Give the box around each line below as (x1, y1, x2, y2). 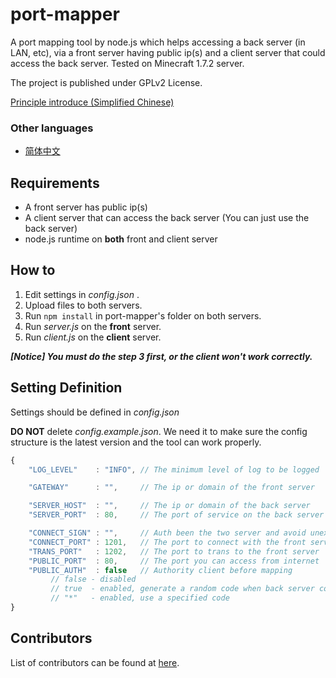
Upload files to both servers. (24, 299, 143, 311)
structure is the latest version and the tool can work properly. (10, 436, 262, 448)
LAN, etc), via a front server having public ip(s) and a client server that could (10, 46, 326, 58)
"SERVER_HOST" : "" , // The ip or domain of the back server (28, 501, 311, 511)
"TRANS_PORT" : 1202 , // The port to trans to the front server (28, 546, 320, 557)
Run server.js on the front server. (24, 320, 162, 332)
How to (10, 262, 56, 279)
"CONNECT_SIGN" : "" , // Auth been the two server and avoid (28, 528, 307, 538)
